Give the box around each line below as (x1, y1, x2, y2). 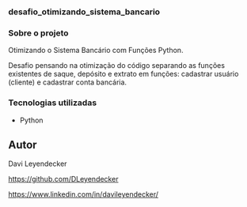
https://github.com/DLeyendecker (8, 175, 119, 184)
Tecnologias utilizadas (8, 97, 97, 108)
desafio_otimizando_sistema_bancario (8, 6, 161, 17)
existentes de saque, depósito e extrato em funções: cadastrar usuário (8, 70, 239, 79)
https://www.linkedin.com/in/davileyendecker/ (8, 190, 159, 199)
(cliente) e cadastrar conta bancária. (8, 77, 127, 87)
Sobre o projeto (8, 27, 69, 38)
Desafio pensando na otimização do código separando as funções (8, 61, 226, 70)
